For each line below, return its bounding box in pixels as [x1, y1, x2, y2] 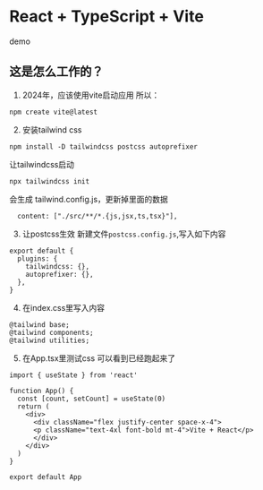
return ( [17, 401, 50, 411]
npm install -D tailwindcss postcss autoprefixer [9, 142, 199, 151]
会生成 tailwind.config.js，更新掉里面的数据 [9, 193, 168, 204]
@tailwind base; [9, 320, 70, 329]
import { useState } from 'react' [9, 370, 139, 380]
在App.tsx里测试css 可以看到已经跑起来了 [21, 352, 176, 364]
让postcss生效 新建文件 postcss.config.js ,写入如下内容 [21, 228, 226, 239]
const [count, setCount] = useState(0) [17, 394, 166, 403]
